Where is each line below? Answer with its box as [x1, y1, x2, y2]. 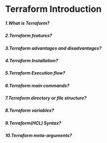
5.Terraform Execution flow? [5, 70, 65, 76]
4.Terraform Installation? [5, 57, 58, 63]
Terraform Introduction [5, 3, 102, 15]
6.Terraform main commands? [5, 83, 70, 89]
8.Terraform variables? [5, 107, 54, 113]
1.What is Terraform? [5, 20, 50, 26]
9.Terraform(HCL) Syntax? [5, 120, 61, 126]
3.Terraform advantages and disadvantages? [5, 45, 102, 51]
